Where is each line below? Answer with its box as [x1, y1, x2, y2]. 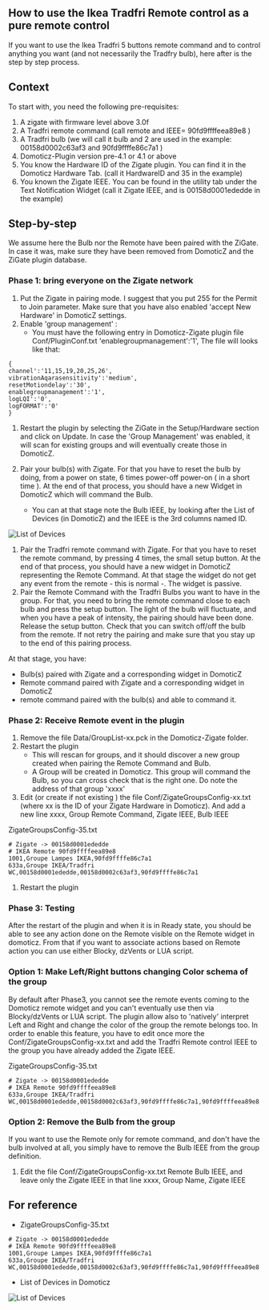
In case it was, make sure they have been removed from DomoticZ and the [8, 247, 254, 256]
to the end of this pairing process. [19, 638, 132, 648]
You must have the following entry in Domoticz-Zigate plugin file [31, 327, 244, 337]
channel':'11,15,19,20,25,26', [8, 367, 113, 375]
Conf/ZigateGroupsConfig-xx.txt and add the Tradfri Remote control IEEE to [8, 1037, 258, 1047]
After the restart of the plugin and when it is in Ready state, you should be [8, 921, 252, 930]
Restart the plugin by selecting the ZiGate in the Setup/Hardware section [19, 423, 259, 432]
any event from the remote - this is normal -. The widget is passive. [19, 578, 243, 588]
